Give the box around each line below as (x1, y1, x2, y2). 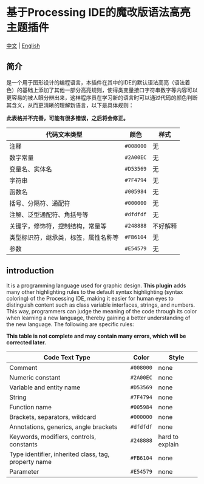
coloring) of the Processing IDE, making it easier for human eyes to (6, 295, 174, 302)
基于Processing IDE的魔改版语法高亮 (6, 5, 191, 19)
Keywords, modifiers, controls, (9, 432, 96, 441)
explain (158, 440, 179, 448)
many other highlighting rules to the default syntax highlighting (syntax (6, 288, 183, 295)
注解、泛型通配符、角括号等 (9, 210, 89, 219)
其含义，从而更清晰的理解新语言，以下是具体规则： (6, 101, 134, 109)
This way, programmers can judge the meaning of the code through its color (6, 307, 197, 315)
